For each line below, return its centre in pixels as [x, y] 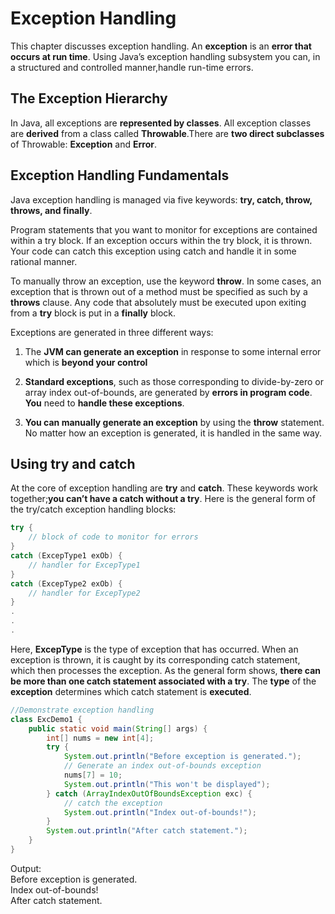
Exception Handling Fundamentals [120, 175]
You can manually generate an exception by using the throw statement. [174, 422]
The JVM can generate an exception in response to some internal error [173, 351]
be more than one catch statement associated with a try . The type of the [163, 681]
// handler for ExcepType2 [84, 593]
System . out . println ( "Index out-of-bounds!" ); [160, 812]
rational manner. [44, 261]
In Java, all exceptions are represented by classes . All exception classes [161, 123]
